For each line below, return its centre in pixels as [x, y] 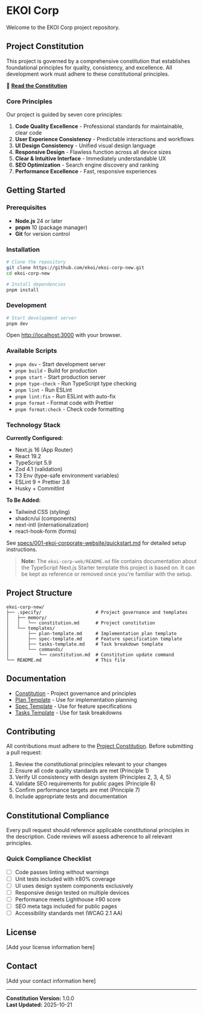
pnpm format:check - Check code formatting [69, 409]
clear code [28, 133]
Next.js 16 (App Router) [44, 450]
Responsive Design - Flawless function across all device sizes [93, 152]
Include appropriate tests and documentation [71, 796]
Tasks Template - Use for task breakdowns [68, 712]
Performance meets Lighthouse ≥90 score [68, 899]
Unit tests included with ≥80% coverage [65, 879]
